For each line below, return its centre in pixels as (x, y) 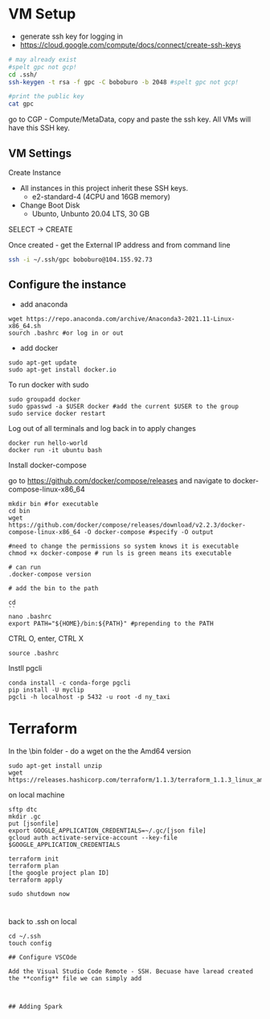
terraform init (34, 859)
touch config (30, 943)
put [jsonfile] (34, 824)
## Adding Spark (35, 1006)
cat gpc (21, 104)
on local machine (37, 795)
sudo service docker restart (57, 413)
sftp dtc (23, 809)
